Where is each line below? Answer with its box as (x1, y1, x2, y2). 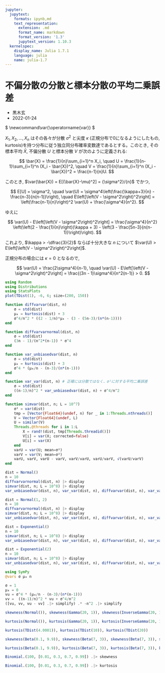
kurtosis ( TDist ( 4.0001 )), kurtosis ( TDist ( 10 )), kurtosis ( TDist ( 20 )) (5, 628, 148, 633)
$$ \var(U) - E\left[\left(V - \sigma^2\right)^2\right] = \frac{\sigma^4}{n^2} (7, 219, 158, 225)
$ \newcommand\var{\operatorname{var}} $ (5, 125, 95, 131)
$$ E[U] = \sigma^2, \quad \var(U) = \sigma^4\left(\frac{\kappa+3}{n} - (10, 188, 155, 194)
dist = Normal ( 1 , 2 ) (5, 497, 48, 502)
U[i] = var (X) (23, 438, 52, 443)
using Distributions (5, 284, 48, 289)
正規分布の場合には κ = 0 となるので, (5, 255, 80, 261)
